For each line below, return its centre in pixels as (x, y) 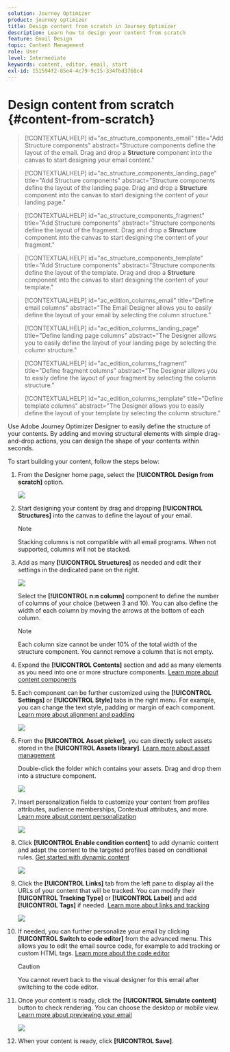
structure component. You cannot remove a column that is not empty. (116, 652)
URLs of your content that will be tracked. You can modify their (106, 891)
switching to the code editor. (58, 987)
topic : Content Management (46, 45)
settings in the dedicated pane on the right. (78, 570)
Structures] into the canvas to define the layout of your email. (105, 515)
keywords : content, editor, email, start (68, 64)
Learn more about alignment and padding (76, 715)
